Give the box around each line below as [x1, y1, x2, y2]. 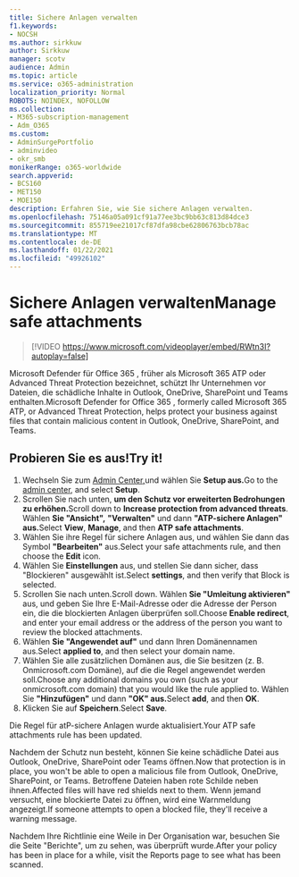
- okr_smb [9, 154, 46, 164]
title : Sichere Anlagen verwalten [9, 13, 138, 22]
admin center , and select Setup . [21, 484, 140, 494]
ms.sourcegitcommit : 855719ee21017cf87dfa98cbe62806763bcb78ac [9, 221, 250, 230]
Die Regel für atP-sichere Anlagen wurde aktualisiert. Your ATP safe [9, 720, 256, 730]
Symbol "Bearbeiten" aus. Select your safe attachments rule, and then [21, 541, 281, 552]
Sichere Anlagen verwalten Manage [9, 292, 277, 313]
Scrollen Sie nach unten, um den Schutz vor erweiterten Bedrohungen [21, 493, 286, 504]
